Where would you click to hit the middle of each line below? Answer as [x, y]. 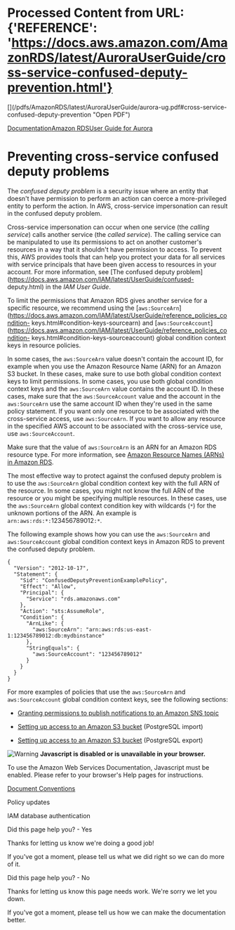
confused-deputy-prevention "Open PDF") [69, 115]
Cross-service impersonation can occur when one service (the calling [108, 227]
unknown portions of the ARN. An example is [72, 513]
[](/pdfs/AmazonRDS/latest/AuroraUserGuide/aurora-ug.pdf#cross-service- [117, 107]
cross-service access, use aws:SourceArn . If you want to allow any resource [116, 418]
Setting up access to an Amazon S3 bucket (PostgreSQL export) [110, 740]
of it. [14, 864]
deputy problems [59, 172]
